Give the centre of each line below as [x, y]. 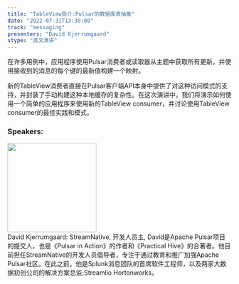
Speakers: [26, 131]
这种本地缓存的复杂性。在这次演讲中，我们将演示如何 [147, 95]
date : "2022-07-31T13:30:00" [51, 21]
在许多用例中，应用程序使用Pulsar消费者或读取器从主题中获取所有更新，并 [116, 62]
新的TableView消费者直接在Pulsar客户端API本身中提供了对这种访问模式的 [115, 86]
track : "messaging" [36, 27]
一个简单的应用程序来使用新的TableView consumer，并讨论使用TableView [121, 103]
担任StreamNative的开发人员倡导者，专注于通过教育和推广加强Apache [116, 255]
